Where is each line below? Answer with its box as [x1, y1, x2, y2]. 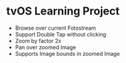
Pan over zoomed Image [15, 44, 76, 51]
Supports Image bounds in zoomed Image [15, 50, 120, 57]
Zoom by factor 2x [15, 37, 62, 44]
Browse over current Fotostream [15, 24, 96, 31]
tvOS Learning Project [6, 4, 120, 18]
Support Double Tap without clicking [15, 30, 107, 38]
